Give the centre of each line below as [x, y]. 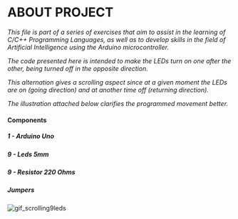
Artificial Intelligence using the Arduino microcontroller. [88, 47]
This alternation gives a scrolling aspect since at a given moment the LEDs [118, 82]
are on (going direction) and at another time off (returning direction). [108, 90]
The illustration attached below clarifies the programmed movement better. [118, 103]
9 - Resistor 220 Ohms [42, 172]
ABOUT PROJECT [61, 12]
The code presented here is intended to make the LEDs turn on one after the [119, 60]
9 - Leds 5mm [28, 154]
